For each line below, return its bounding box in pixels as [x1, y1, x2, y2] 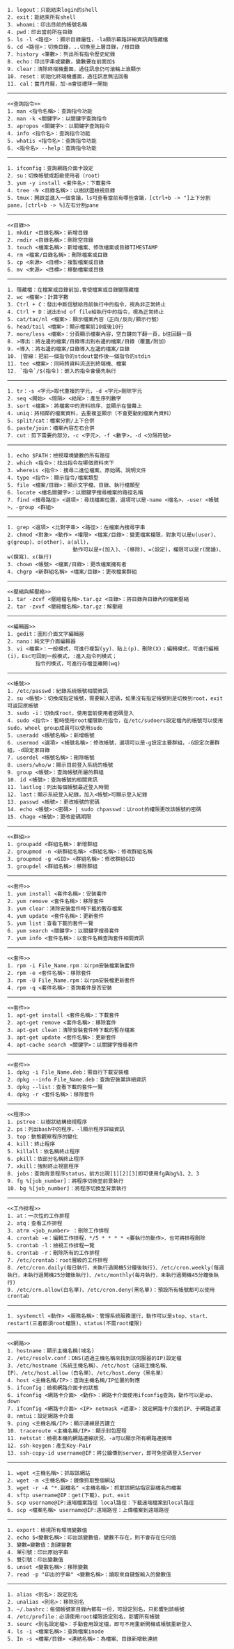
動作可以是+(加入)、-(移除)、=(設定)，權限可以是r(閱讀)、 [72, 546, 224, 553]
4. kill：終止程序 [7, 1141, 56, 1148]
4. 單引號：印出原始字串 [7, 1549, 69, 1556]
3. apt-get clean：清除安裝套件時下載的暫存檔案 [7, 1026, 135, 1033]
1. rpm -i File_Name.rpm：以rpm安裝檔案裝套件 [7, 962, 136, 969]
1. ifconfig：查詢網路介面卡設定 [7, 165, 94, 172]
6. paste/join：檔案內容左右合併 [7, 425, 95, 432]
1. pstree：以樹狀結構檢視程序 [7, 1118, 88, 1125]
